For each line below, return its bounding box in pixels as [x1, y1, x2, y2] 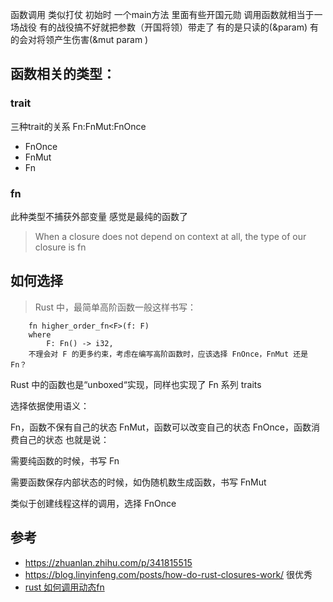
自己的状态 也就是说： [18, 433, 110, 445]
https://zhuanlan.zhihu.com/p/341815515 [24, 556, 193, 568]
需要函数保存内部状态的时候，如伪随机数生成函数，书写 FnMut [10, 476, 267, 488]
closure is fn [34, 241, 87, 253]
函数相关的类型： [10, 66, 116, 83]
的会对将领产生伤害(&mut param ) [10, 34, 149, 45]
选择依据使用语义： [10, 399, 90, 412]
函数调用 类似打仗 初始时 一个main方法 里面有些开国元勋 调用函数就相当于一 [10, 9, 323, 20]
